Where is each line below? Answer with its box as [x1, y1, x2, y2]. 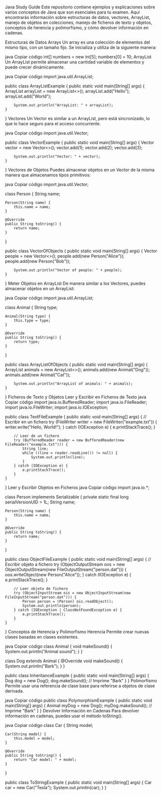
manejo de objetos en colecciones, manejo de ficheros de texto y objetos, [5, 19, 152, 25]
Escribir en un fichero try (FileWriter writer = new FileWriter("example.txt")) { [5, 419, 157, 425]
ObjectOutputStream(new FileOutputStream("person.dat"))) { [5, 567, 127, 572]
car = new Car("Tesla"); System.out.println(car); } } [5, 785, 107, 790]
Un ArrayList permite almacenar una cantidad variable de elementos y [5, 59, 145, 65]
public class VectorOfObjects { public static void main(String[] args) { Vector [5, 248, 157, 254]
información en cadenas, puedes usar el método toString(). [5, 713, 123, 719]
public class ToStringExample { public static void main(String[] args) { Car [5, 779, 152, 785]
